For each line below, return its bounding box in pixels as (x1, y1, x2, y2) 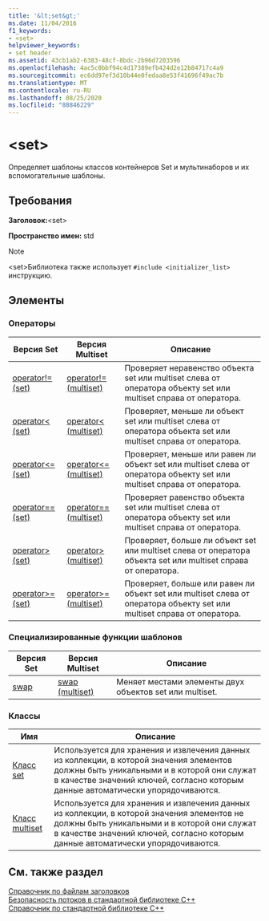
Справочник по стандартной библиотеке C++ (8, 903, 165, 913)
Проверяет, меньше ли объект (124, 405, 244, 416)
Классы (8, 710, 41, 721)
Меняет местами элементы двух (115, 676, 245, 687)
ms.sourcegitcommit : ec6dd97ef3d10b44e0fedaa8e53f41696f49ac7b (8, 71, 224, 79)
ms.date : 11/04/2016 (8, 19, 78, 27)
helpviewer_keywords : (8, 42, 81, 50)
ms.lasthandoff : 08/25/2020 (8, 94, 102, 102)
